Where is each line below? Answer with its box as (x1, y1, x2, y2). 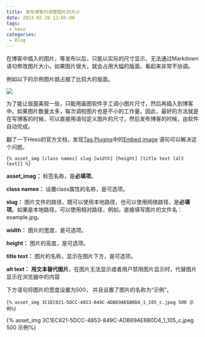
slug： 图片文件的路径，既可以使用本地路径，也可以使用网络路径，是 (6, 198, 180, 205)
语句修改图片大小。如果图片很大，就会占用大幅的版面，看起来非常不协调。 (6, 62, 193, 70)
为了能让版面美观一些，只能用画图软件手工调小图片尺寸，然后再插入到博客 (6, 100, 193, 107)
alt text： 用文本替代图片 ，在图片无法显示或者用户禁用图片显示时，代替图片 (6, 266, 197, 272)
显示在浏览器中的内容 (6, 273, 60, 280)
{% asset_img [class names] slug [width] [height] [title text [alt (6, 156, 184, 162)
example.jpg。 (6, 214, 43, 220)
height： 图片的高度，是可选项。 (6, 239, 89, 247)
